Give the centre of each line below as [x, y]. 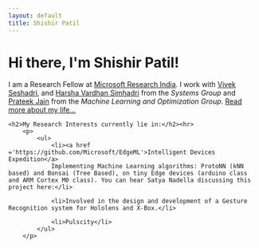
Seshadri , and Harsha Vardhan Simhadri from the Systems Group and [122, 93]
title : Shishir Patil [44, 23]
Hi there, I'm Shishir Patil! [94, 63]
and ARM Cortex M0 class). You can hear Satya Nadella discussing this [129, 180]
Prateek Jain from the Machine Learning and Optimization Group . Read [125, 101]
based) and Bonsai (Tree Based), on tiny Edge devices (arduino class [128, 173]
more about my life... [42, 110]
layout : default [35, 16]
